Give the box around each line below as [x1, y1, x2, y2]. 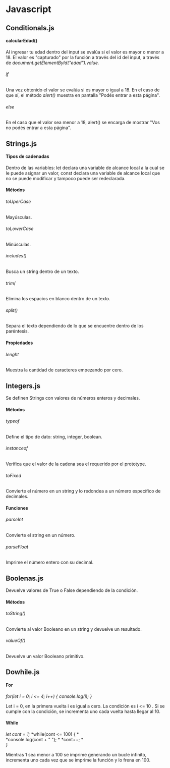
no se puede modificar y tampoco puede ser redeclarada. [6, 175, 126, 181]
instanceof [6, 445, 28, 451]
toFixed [6, 472, 22, 478]
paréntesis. [6, 328, 29, 334]
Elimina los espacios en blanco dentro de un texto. [6, 296, 110, 302]
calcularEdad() [6, 38, 37, 44]
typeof [6, 418, 20, 424]
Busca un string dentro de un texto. [6, 268, 80, 275]
